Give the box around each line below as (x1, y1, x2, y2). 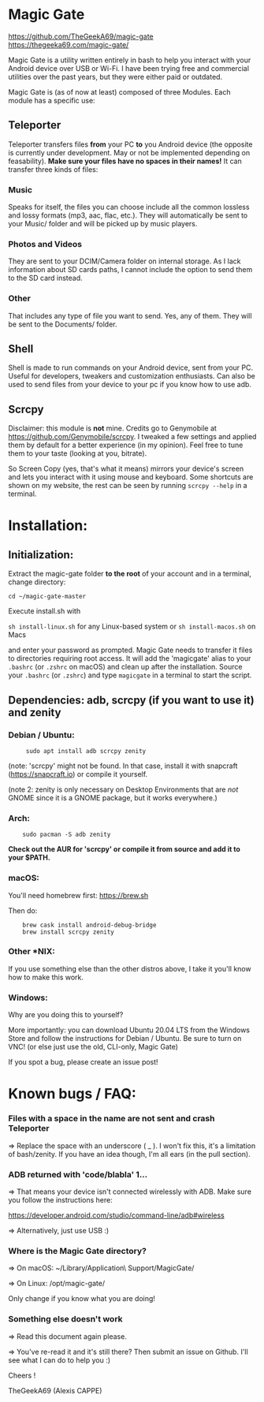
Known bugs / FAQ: (8, 1085, 136, 1103)
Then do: (8, 905, 38, 915)
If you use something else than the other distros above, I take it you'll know (8, 964, 251, 973)
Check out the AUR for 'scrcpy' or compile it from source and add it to (8, 845, 240, 854)
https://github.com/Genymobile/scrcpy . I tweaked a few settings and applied (8, 432, 257, 442)
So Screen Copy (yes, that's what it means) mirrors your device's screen (8, 464, 244, 474)
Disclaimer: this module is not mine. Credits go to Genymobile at (8, 423, 217, 433)
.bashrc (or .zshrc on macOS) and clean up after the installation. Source (8, 662, 243, 672)
